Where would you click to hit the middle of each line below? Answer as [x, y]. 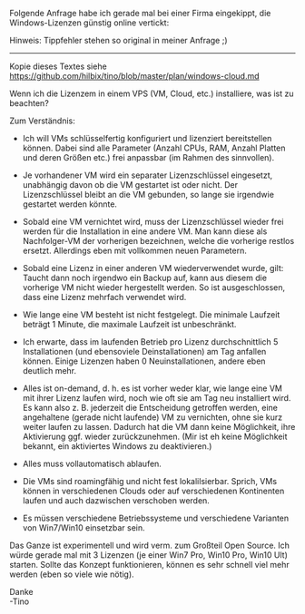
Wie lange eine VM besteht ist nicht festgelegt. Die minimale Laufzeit [151, 315]
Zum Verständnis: [42, 121]
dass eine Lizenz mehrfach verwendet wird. [104, 297]
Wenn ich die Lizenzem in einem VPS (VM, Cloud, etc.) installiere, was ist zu [152, 93]
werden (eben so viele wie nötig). [72, 574]
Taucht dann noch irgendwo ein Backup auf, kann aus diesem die [145, 278]
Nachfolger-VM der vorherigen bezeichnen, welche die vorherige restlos [158, 241]
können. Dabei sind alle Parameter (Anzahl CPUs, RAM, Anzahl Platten [154, 148]
